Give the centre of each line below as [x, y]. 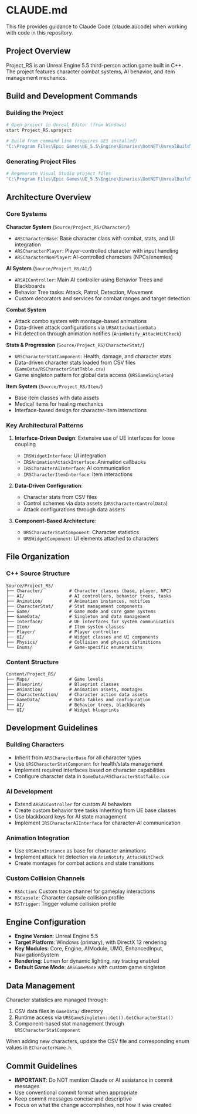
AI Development [29, 791]
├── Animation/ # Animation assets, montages [74, 690]
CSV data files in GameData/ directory [59, 1011]
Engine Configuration [46, 922]
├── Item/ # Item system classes [65, 627]
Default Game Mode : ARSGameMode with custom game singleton [90, 967]
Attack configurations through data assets [74, 509]
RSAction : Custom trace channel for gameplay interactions [85, 891]
